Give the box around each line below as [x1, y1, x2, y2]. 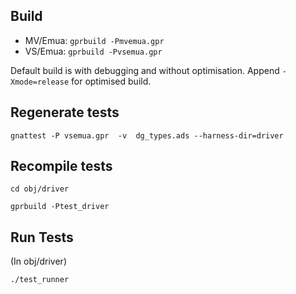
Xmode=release [10, 77, 70, 87]
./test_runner [10, 275, 70, 285]
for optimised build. [71, 75, 152, 87]
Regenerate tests [10, 104, 120, 121]
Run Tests [10, 229, 74, 246]
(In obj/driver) [10, 255, 67, 268]
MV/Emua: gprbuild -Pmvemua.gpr [24, 34, 165, 46]
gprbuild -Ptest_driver [10, 202, 110, 212]
